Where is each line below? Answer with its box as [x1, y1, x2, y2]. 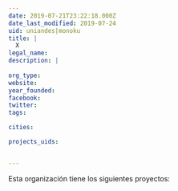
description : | [8, 57, 59, 65]
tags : [8, 109, 26, 117]
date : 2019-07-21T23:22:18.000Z [8, 11, 116, 20]
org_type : [8, 71, 42, 79]
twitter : [8, 101, 38, 109]
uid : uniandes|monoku [8, 26, 81, 35]
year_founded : [8, 86, 56, 95]
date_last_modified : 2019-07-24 [8, 19, 116, 27]
